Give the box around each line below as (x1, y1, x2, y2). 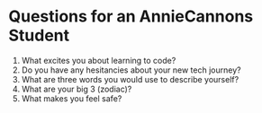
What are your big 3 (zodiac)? (21, 83, 132, 94)
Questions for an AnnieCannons (8, 6, 254, 27)
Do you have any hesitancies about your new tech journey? (21, 65, 241, 75)
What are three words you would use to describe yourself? (21, 74, 239, 84)
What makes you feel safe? (21, 92, 122, 104)
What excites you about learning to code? (21, 55, 176, 65)
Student (8, 25, 70, 46)
